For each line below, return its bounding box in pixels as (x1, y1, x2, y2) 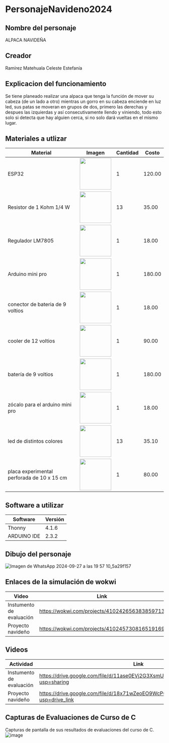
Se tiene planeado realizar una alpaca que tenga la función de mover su (5, 93, 154, 99)
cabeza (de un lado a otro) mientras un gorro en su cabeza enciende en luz (5, 98, 161, 104)
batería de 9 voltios (8, 371, 54, 378)
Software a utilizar (5, 501, 64, 509)
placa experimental (8, 468, 53, 475)
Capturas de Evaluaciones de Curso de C (5, 713, 136, 722)
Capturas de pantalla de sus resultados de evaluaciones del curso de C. (5, 726, 154, 732)
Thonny (8, 525, 26, 532)
